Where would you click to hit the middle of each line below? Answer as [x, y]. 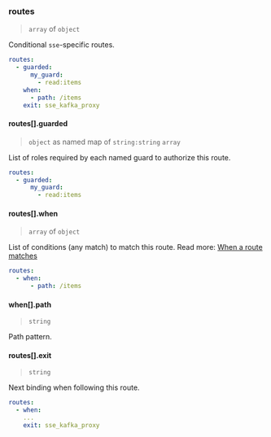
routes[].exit [30, 355]
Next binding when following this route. [74, 387]
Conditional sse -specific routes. [62, 45]
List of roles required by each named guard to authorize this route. [120, 157]
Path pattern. [31, 337]
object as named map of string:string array [104, 142]
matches [23, 256]
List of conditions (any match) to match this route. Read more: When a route [135, 247]
